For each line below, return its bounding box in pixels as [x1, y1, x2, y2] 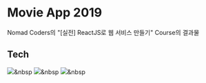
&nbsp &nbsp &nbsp [14, 67, 86, 76]
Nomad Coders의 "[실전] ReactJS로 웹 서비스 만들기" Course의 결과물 [7, 28, 200, 36]
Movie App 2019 [7, 5, 103, 21]
